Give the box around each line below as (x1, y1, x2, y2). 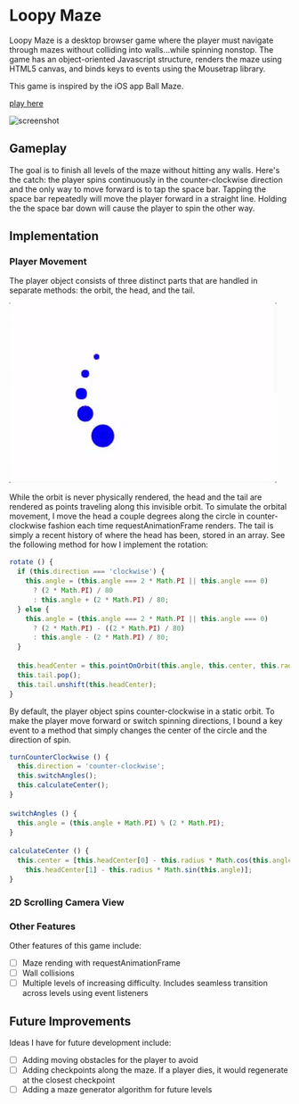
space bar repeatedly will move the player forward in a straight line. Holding (9, 193, 287, 203)
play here (9, 97, 44, 108)
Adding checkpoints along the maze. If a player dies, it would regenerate (21, 1065, 289, 1075)
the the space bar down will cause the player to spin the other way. (9, 203, 255, 213)
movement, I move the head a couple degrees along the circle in (9, 510, 245, 522)
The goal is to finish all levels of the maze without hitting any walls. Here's (9, 164, 280, 175)
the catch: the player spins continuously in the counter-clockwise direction (9, 174, 283, 185)
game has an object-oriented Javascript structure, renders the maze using (9, 54, 282, 64)
